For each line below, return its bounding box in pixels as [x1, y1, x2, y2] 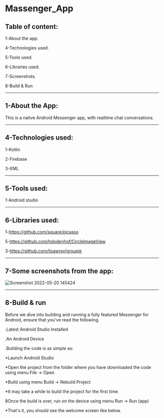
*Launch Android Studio [5, 355, 54, 361]
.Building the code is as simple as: [5, 345, 74, 351]
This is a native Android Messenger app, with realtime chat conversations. [5, 115, 154, 121]
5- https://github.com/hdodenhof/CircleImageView [5, 239, 106, 245]
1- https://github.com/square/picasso [5, 229, 79, 235]
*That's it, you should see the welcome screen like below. [5, 407, 122, 413]
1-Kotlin [5, 147, 20, 152]
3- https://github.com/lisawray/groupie [5, 248, 82, 254]
